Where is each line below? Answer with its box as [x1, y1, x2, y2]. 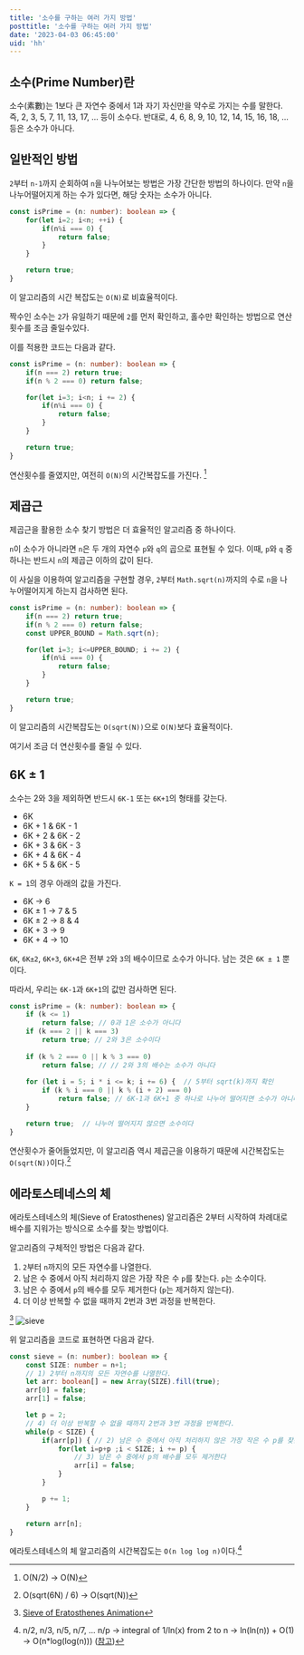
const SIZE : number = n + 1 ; [25, 1360, 128, 1369]
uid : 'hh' [9, 38, 47, 48]
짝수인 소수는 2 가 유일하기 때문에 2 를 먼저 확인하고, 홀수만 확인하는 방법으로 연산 [9, 310, 292, 322]
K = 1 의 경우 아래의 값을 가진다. [9, 877, 122, 889]
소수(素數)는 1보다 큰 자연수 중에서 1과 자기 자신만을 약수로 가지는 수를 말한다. [9, 101, 283, 112]
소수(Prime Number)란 [9, 74, 135, 90]
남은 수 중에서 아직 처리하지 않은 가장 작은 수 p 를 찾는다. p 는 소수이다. [22, 1273, 267, 1284]
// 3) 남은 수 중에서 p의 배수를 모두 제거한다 [73, 1453, 226, 1462]
